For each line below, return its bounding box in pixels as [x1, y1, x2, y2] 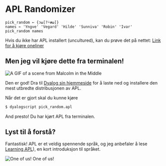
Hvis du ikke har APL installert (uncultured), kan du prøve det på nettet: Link [5, 37, 161, 43]
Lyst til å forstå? [5, 128, 56, 136]
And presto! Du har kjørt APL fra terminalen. [5, 113, 95, 119]
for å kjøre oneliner [5, 42, 44, 48]
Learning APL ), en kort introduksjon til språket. [5, 146, 101, 152]
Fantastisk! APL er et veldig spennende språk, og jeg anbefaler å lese [5, 141, 148, 147]
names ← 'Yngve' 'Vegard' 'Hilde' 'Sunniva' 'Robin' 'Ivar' [5, 24, 133, 29]
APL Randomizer [5, 3, 76, 15]
